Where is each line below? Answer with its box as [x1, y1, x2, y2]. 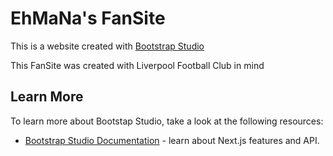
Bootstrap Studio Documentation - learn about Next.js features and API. [24, 134, 320, 146]
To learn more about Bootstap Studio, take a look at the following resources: [10, 115, 324, 127]
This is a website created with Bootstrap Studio [10, 40, 205, 52]
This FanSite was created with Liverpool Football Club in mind [10, 59, 265, 71]
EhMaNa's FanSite [10, 7, 166, 30]
